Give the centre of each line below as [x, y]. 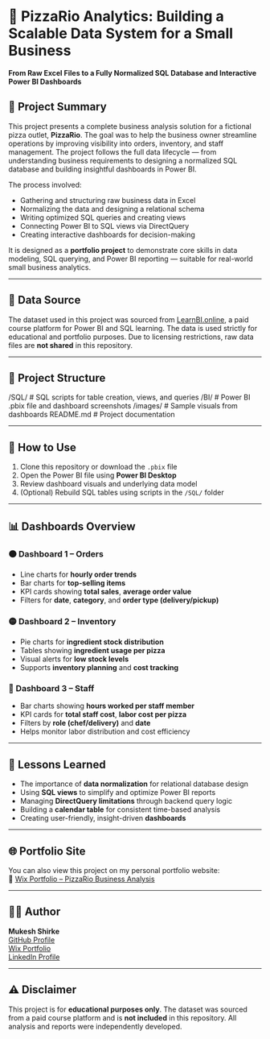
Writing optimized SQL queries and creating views [103, 217]
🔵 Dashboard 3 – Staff [51, 689]
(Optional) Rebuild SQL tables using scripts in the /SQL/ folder [122, 493]
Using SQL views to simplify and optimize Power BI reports [118, 793]
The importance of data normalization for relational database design [134, 784]
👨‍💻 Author [35, 912]
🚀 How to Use [42, 447]
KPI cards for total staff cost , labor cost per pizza [103, 714]
